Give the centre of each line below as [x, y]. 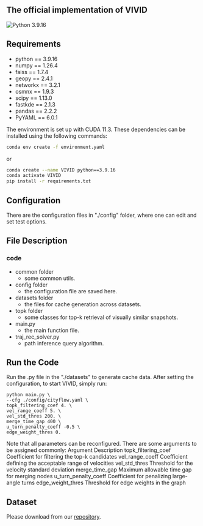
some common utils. [50, 278]
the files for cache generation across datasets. [83, 304]
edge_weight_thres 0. [34, 432]
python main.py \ [28, 395]
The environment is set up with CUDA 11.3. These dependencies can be [96, 129]
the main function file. [52, 330]
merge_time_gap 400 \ [34, 422]
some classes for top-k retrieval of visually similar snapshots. [101, 317]
